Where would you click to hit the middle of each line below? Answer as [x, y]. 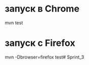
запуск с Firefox [40, 43]
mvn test [14, 23]
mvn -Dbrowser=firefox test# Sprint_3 [44, 57]
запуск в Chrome [42, 9]
